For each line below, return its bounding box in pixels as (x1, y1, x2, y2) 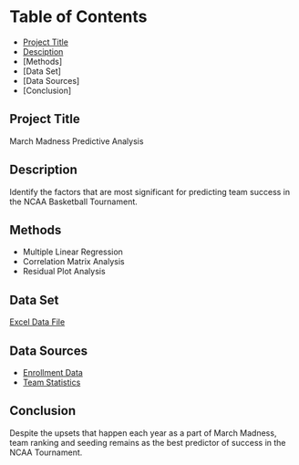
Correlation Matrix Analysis (22, 256, 125, 267)
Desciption (22, 46, 64, 57)
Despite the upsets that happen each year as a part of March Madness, (9, 427, 277, 439)
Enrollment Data (22, 367, 84, 377)
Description (9, 162, 77, 178)
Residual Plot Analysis (22, 266, 107, 277)
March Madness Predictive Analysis (9, 135, 144, 147)
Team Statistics (22, 377, 81, 387)
